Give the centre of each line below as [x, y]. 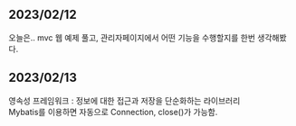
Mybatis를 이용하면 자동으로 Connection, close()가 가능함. [113, 112]
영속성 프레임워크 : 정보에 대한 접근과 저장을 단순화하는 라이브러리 [124, 100]
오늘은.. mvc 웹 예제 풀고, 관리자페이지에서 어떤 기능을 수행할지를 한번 [132, 37]
